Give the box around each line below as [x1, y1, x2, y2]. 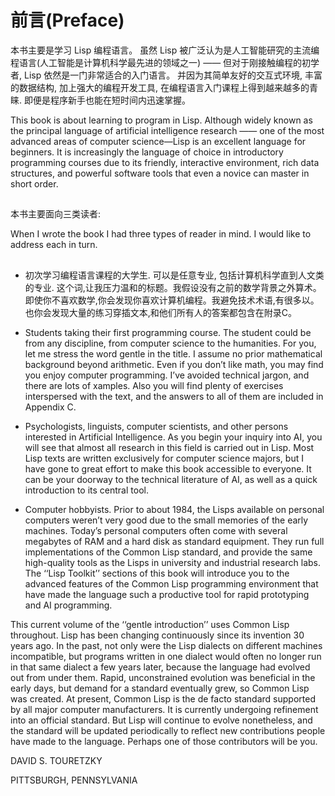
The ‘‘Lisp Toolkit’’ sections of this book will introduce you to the [24, 567, 290, 579]
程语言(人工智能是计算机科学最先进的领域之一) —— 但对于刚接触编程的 [10, 56, 303, 68]
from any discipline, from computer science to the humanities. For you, [24, 337, 317, 349]
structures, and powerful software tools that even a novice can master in [10, 167, 310, 179]
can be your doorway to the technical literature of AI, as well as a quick [24, 473, 318, 485]
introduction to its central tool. [24, 484, 149, 496]
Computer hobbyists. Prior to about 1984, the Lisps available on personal [24, 503, 325, 515]
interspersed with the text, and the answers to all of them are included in [24, 390, 324, 402]
